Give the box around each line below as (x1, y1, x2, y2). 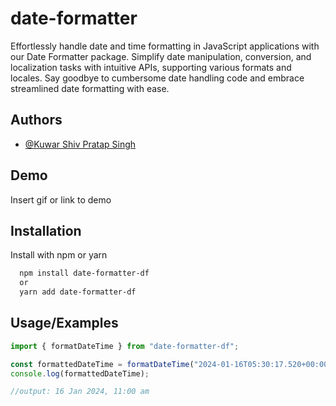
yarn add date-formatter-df (19, 287, 137, 297)
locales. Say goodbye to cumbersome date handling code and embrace (10, 72, 305, 84)
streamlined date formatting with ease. (10, 82, 170, 94)
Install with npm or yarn (10, 249, 108, 261)
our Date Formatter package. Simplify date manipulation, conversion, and (10, 50, 312, 62)
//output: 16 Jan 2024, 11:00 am (10, 387, 150, 397)
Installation (10, 222, 82, 239)
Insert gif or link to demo (10, 193, 112, 206)
